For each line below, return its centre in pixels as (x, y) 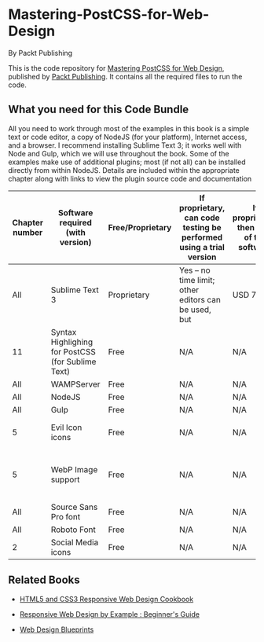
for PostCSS (73, 351)
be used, (196, 310)
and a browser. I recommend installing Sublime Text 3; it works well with (125, 145)
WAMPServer (75, 384)
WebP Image (74, 469)
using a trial (202, 247)
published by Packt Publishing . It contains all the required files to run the (125, 76)
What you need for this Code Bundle (99, 110)
